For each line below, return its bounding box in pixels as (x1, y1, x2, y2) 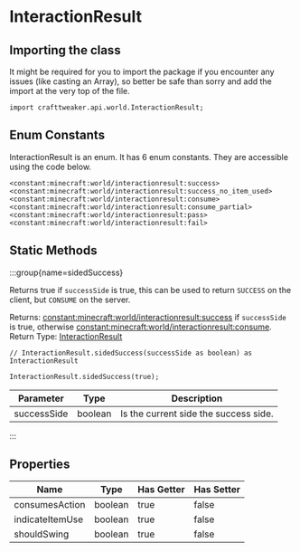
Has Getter (137, 483, 185, 496)
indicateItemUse (14, 513, 84, 526)
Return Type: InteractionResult (9, 330, 123, 341)
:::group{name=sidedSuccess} (9, 267, 124, 278)
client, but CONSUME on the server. (9, 294, 131, 305)
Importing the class (9, 43, 121, 58)
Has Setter (193, 483, 241, 496)
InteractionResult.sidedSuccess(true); (9, 372, 160, 381)
